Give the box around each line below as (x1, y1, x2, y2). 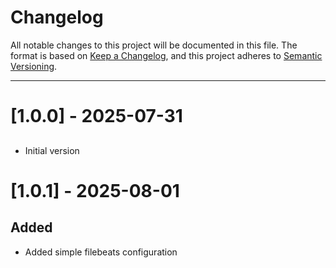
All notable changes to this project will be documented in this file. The (10, 39, 298, 51)
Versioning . (10, 60, 58, 72)
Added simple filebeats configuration (24, 246, 178, 258)
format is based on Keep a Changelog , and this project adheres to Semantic (10, 49, 323, 61)
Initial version (24, 144, 80, 156)
